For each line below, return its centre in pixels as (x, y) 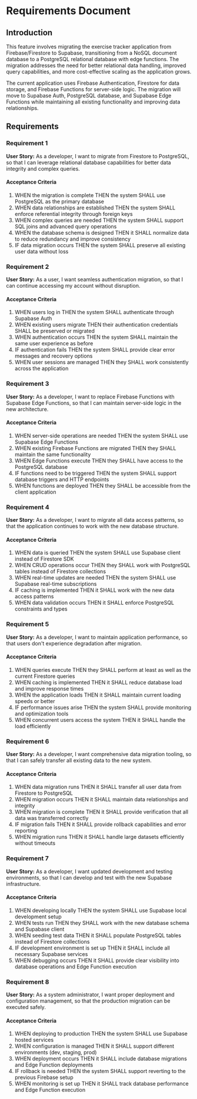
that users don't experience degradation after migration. (74, 643)
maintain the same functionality (53, 454)
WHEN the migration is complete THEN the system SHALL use (90, 195)
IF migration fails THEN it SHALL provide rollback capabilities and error (100, 824)
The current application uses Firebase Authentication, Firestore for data (93, 83)
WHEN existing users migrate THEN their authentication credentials (96, 325)
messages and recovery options (54, 356)
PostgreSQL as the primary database (59, 201)
